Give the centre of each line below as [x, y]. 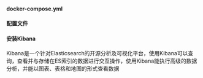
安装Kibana [21, 38]
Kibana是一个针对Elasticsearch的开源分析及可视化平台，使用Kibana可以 [97, 53]
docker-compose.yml [35, 9]
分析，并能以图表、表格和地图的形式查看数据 [63, 69]
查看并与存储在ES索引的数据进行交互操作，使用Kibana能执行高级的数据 [107, 61]
